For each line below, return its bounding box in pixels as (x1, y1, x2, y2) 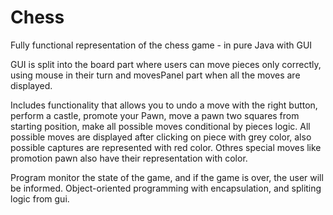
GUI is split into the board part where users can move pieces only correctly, (10, 58, 322, 70)
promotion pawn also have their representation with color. (10, 152, 248, 164)
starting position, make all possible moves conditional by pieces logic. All (10, 120, 311, 132)
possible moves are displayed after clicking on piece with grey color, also (10, 131, 312, 143)
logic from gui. (10, 192, 70, 205)
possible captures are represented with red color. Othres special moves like (10, 141, 322, 153)
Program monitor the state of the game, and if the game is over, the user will (10, 171, 324, 183)
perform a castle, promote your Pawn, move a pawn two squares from (10, 109, 300, 121)
